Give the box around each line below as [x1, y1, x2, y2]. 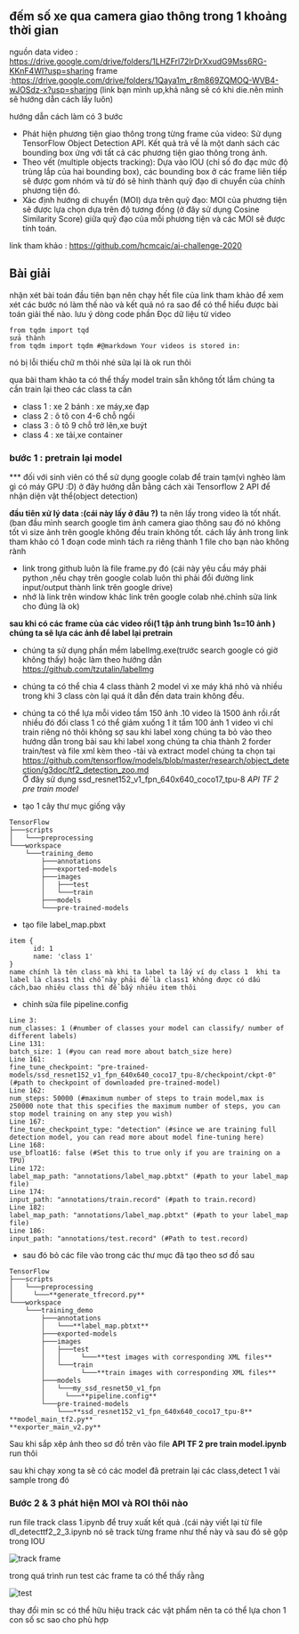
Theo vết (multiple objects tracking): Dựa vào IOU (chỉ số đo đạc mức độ [21, 157, 288, 167]
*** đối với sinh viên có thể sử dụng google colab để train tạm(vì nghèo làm [9, 471, 287, 482]
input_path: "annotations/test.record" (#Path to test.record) [9, 1234, 249, 1243]
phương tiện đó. [21, 184, 81, 196]
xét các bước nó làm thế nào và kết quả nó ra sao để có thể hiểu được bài [9, 299, 279, 310]
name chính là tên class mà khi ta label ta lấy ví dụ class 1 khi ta [9, 967, 280, 976]
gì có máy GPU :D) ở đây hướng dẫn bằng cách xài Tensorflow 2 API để [9, 481, 271, 492]
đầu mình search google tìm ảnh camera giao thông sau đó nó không [28, 517, 281, 528]
